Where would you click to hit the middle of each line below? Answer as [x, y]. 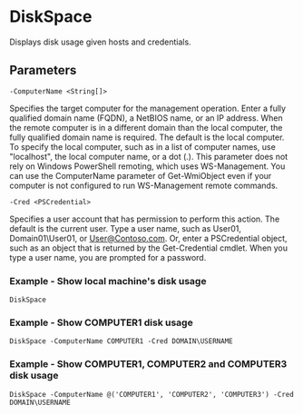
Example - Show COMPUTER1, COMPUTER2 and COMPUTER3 [148, 364]
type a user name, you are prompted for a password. [108, 257]
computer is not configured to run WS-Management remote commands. [144, 185]
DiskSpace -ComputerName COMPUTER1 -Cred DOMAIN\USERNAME [121, 341]
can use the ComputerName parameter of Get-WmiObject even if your [141, 175]
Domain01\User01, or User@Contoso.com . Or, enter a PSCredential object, [148, 238]
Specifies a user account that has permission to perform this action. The [145, 219]
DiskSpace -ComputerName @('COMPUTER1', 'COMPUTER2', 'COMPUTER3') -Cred [152, 394]
